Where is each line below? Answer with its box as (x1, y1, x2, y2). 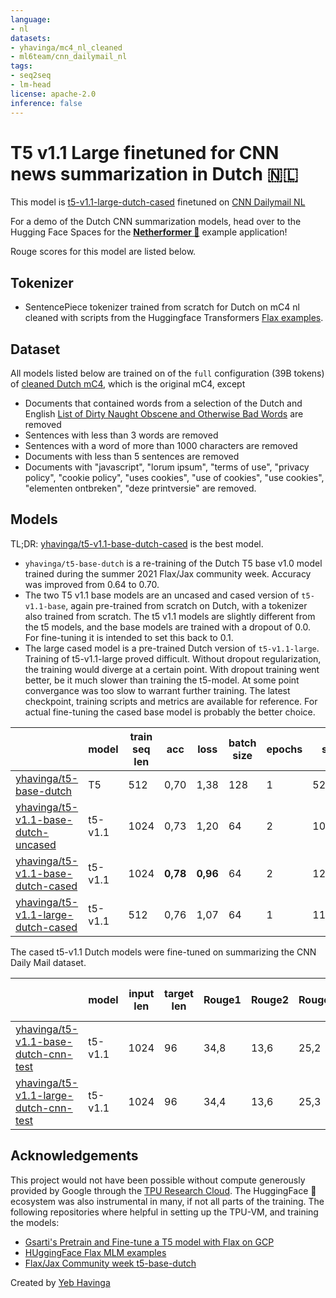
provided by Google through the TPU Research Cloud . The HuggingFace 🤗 (10, 1184, 317, 1196)
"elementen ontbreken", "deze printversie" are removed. (24, 482, 257, 495)
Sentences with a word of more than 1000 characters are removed (24, 440, 298, 452)
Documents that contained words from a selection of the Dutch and (24, 397, 303, 410)
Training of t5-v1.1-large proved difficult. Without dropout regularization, (24, 652, 322, 665)
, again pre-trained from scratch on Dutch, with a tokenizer (65, 599, 308, 611)
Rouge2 (250, 992, 290, 1006)
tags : (10, 61, 33, 71)
